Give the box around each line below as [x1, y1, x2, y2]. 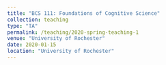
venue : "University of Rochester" [7, 35, 106, 42]
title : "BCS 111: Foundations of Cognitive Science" [7, 9, 161, 17]
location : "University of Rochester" [7, 48, 115, 55]
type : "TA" [7, 22, 38, 29]
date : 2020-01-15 [7, 41, 57, 48]
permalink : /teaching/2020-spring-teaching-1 [7, 28, 139, 36]
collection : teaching [7, 16, 69, 23]
